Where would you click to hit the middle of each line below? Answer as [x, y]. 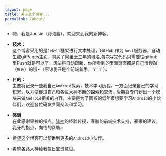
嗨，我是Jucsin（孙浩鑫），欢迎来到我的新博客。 [61, 34]
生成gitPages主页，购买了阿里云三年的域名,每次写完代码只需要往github [85, 57]
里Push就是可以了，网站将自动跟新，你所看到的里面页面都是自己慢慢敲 [85, 63]
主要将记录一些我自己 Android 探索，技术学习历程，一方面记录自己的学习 [85, 86]
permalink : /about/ [25, 19]
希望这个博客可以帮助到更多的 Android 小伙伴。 [59, 138]
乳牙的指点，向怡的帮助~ [38, 128]
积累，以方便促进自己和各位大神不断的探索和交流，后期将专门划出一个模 [86, 92]
